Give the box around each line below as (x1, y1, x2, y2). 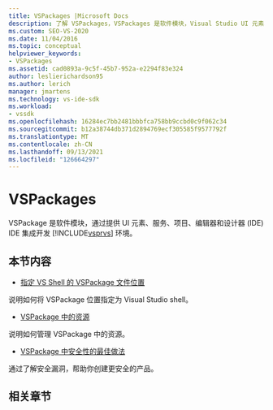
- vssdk (8, 110, 35, 119)
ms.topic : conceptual (8, 42, 82, 50)
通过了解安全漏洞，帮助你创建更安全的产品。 (8, 364, 158, 373)
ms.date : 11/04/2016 (8, 34, 79, 43)
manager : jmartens (8, 87, 71, 96)
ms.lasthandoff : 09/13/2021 (8, 148, 104, 156)
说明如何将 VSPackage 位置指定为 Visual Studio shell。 (8, 295, 193, 304)
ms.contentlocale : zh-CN (8, 140, 93, 149)
